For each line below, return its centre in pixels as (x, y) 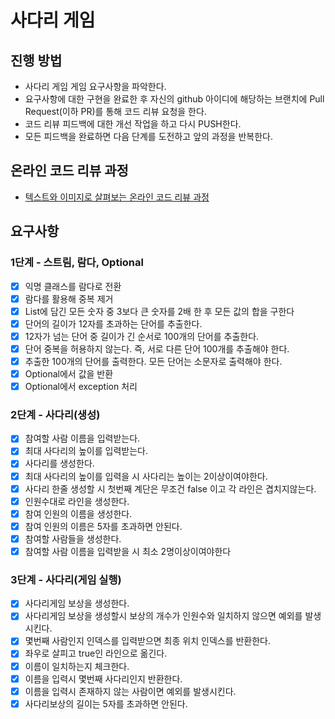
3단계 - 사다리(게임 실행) (66, 579)
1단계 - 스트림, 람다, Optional (77, 263)
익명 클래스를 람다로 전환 (73, 286)
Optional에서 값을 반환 (69, 373)
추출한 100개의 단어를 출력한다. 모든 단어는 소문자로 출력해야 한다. (153, 361)
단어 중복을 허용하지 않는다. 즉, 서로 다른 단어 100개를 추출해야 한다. (157, 348)
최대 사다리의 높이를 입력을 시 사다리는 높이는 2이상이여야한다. (146, 476)
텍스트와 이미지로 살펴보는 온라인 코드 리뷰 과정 (117, 197)
